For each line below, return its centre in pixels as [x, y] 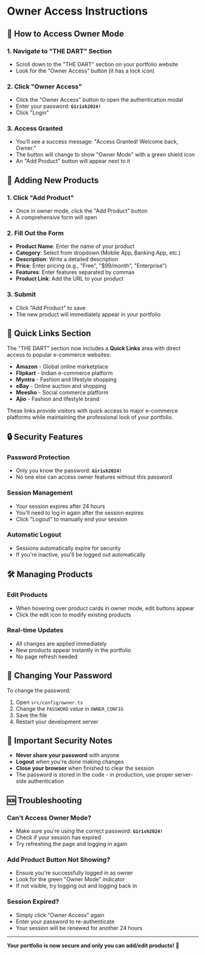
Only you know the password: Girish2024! [69, 471]
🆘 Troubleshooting [44, 800]
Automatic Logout [34, 535]
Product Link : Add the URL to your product [70, 279]
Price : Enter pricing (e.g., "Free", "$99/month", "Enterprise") [91, 266]
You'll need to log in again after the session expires [80, 512]
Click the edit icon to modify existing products [73, 615]
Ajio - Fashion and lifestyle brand [57, 399]
